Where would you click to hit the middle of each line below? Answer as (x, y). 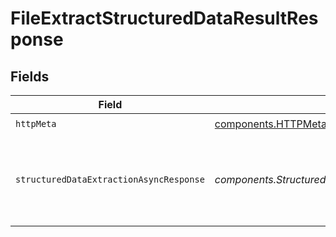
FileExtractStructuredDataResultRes (164, 18)
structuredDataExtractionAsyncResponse (110, 179)
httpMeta (36, 123)
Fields (30, 76)
